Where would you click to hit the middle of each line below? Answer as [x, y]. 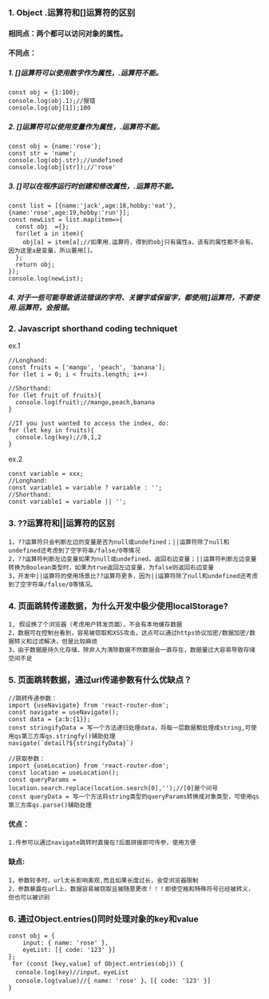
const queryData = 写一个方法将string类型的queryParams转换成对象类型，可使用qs [134, 797]
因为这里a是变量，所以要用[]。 [53, 251]
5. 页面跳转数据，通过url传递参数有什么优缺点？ [100, 680]
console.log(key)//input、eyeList [72, 972]
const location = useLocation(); [64, 773]
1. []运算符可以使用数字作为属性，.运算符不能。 [85, 73]
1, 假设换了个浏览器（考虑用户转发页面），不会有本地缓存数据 [95, 624]
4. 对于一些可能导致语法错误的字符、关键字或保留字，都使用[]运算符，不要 [131, 297]
